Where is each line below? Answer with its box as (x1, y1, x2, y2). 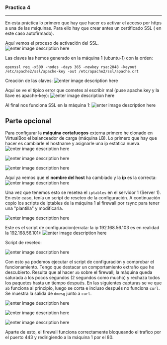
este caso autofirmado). (5, 30, 54, 36)
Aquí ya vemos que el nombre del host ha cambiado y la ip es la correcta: (5, 174, 157, 180)
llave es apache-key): (5, 92, 50, 98)
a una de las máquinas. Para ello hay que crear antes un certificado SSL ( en (5, 25, 162, 31)
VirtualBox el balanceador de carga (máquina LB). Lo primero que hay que (5, 135, 158, 141)
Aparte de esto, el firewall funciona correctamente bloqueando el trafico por (5, 329, 162, 335)
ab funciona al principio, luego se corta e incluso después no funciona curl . (5, 285, 160, 291)
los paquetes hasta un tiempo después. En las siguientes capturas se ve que (5, 280, 162, 286)
